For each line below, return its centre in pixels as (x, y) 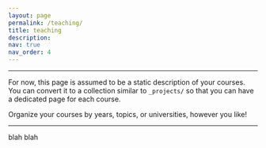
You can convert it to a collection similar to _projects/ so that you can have (131, 91)
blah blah (23, 137)
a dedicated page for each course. (65, 99)
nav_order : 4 (30, 52)
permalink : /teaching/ (46, 23)
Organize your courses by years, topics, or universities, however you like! (128, 114)
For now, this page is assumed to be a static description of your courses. (127, 82)
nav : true (25, 45)
